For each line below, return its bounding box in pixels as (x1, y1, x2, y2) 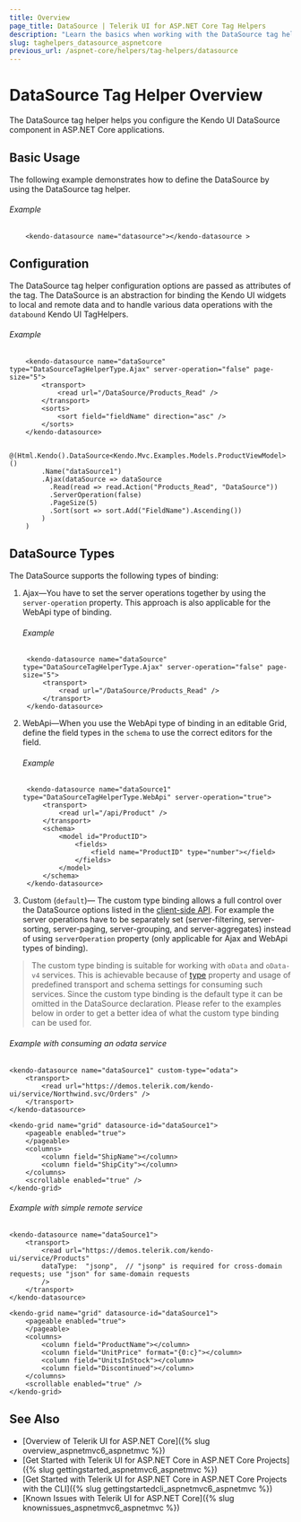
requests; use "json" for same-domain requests (9, 1269, 191, 1279)
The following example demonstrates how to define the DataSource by (9, 174, 271, 185)
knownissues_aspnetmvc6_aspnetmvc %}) (21, 1502, 181, 1513)
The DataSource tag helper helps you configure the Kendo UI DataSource (9, 115, 280, 126)
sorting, (21, 923, 51, 934)
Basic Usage (9, 150, 81, 166)
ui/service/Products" (9, 1254, 90, 1263)
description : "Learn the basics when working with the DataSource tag (9, 30, 279, 39)
